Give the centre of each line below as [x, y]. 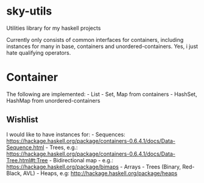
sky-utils [29, 11]
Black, [14, 173]
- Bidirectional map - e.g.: [81, 160]
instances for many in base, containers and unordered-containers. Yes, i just [102, 46]
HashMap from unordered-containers [53, 100]
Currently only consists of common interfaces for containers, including [95, 40]
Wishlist [22, 120]
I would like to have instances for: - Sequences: [66, 134]
